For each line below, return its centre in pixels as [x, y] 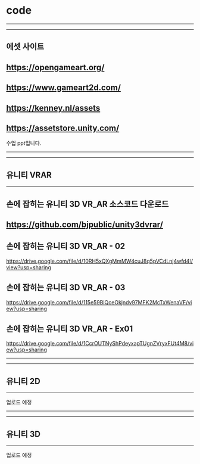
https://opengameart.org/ [55, 67]
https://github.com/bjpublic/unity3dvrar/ [85, 224]
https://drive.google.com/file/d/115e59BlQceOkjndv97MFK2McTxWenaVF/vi [99, 302]
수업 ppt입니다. [24, 143]
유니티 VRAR [29, 175]
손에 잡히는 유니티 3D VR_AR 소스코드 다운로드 [87, 204]
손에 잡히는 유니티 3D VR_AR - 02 [66, 246]
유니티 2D [23, 381]
